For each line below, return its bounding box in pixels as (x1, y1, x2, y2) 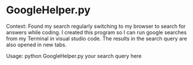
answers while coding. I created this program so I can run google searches (6, 28, 187, 35)
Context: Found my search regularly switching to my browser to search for (6, 23, 186, 30)
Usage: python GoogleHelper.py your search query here (6, 52, 142, 59)
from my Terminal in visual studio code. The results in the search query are (6, 35, 188, 42)
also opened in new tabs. (6, 41, 67, 48)
